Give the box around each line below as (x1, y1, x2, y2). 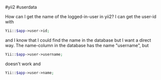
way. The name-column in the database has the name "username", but (5, 42, 149, 48)
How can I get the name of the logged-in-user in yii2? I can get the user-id (5, 14, 157, 19)
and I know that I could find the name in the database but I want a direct (5, 37, 152, 43)
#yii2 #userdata (5, 4, 37, 10)
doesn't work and (5, 61, 41, 67)
